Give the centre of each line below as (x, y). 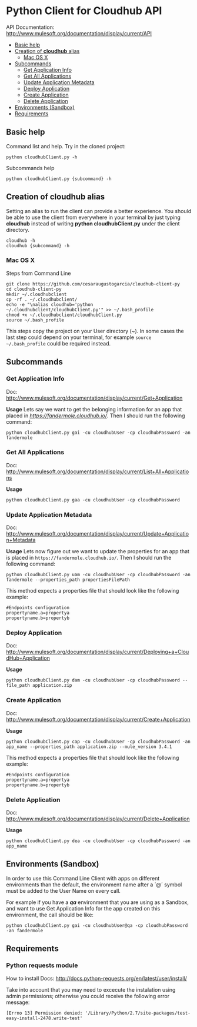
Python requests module (42, 965)
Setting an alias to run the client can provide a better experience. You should (99, 211)
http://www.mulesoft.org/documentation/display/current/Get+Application (94, 398)
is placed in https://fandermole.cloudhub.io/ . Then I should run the (89, 558)
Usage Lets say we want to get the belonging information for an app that (94, 409)
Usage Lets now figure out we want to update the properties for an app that (98, 551)
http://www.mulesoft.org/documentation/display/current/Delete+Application (98, 819)
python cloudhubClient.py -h (42, 157)
